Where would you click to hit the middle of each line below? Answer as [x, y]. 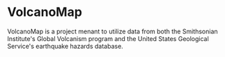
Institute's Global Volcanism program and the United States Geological [108, 38]
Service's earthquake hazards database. [65, 46]
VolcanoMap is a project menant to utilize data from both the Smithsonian [113, 31]
